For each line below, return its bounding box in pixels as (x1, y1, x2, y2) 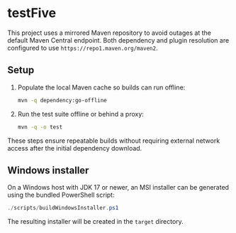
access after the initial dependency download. (7, 143, 142, 152)
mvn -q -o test (17, 123, 63, 131)
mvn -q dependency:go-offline (17, 97, 108, 104)
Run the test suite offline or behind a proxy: (17, 109, 144, 118)
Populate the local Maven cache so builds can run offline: (17, 83, 186, 92)
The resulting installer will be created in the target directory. (7, 217, 184, 226)
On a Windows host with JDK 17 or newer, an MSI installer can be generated (7, 183, 229, 192)
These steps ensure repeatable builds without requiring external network (7, 136, 220, 145)
